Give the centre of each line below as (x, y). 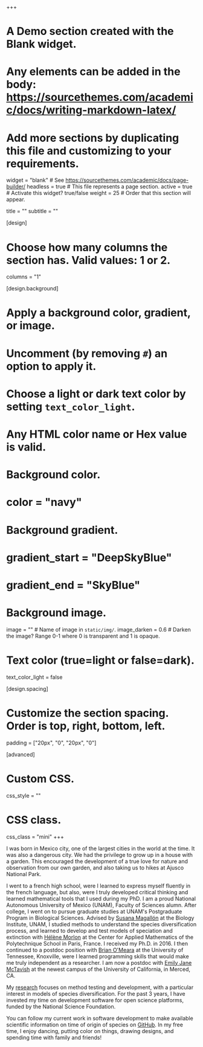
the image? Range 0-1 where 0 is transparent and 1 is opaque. (83, 636)
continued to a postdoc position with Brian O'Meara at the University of (95, 950)
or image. (31, 326)
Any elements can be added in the (93, 72)
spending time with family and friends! (54, 1037)
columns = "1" (24, 277)
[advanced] (21, 754)
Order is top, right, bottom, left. (86, 726)
